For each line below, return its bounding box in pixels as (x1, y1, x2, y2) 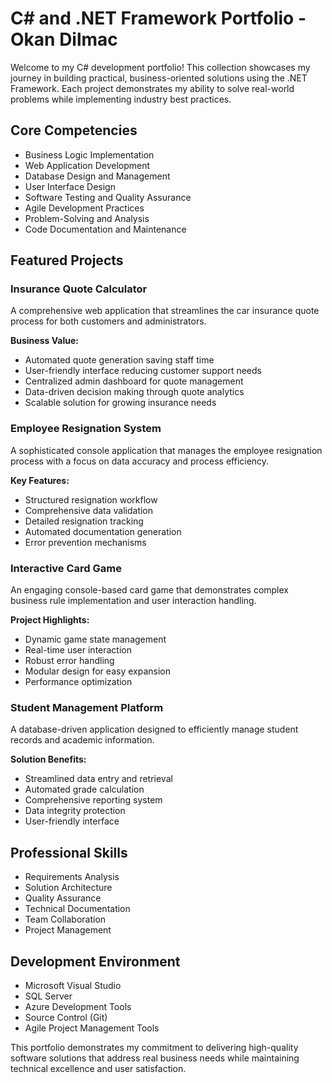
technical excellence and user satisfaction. (10, 1062, 187, 1074)
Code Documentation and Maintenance (24, 223, 187, 235)
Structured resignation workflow (24, 493, 158, 506)
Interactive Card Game (10, 561, 122, 575)
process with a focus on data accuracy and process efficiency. (10, 455, 270, 467)
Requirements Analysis (24, 871, 120, 883)
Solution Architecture (24, 882, 113, 894)
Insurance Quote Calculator (10, 282, 148, 296)
